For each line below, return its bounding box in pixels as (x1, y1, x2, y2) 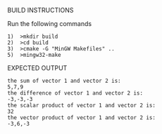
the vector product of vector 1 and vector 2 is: (7, 114, 156, 121)
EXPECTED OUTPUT (7, 64, 68, 72)
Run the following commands (7, 20, 92, 27)
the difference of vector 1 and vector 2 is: (7, 90, 143, 97)
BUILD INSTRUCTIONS (7, 6, 74, 14)
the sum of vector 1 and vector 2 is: (7, 77, 121, 84)
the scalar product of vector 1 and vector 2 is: (7, 102, 156, 109)
